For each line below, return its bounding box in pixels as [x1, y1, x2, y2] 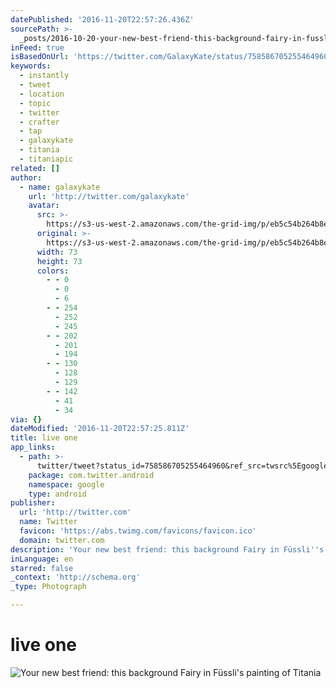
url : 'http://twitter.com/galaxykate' [28, 191, 190, 201]
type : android [28, 489, 87, 499]
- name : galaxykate [19, 182, 101, 192]
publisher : [10, 498, 56, 508]
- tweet [19, 80, 52, 90]
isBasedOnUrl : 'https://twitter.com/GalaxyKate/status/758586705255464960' [10, 52, 333, 62]
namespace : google [28, 479, 105, 490]
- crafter [19, 117, 60, 127]
